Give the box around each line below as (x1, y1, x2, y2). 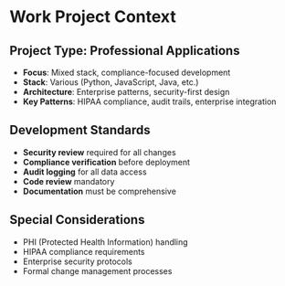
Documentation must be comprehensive (22, 185, 176, 196)
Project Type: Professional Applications (9, 43, 240, 58)
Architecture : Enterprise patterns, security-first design (22, 87, 230, 97)
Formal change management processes (22, 265, 173, 276)
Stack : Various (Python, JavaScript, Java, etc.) (22, 77, 199, 88)
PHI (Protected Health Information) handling (22, 236, 189, 248)
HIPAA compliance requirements (22, 246, 145, 257)
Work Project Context (9, 6, 176, 27)
